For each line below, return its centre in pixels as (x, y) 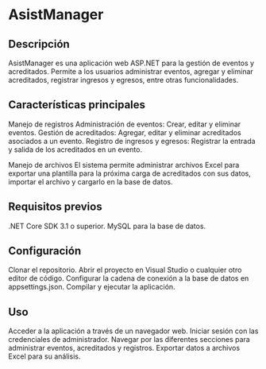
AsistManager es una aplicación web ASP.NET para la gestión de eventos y (131, 63)
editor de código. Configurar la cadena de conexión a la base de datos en (129, 278)
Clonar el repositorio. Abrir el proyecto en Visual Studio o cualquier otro (125, 270)
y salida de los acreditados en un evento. (75, 150)
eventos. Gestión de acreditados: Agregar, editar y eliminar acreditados (125, 132)
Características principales (77, 105)
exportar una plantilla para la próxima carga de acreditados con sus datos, (130, 173)
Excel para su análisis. (44, 356)
